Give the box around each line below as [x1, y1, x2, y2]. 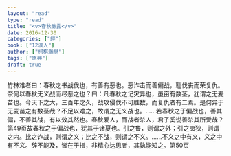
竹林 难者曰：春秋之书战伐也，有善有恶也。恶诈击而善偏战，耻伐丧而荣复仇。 [7, 80, 224, 89]
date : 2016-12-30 [7, 29, 57, 36]
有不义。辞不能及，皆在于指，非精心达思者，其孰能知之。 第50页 [7, 141, 190, 149]
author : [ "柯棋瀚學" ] [7, 49, 65, 56]
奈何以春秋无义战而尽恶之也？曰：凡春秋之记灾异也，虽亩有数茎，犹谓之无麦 [7, 89, 224, 98]
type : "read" [7, 16, 45, 23]
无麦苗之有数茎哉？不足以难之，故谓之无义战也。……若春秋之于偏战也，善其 [7, 107, 223, 115]
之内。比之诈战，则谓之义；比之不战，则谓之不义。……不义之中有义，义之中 [7, 132, 223, 141]
